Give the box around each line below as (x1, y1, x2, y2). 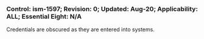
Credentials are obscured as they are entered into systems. (6, 26, 155, 33)
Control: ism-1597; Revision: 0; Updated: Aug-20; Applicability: (6, 5, 198, 13)
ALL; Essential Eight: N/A (6, 12, 82, 20)
